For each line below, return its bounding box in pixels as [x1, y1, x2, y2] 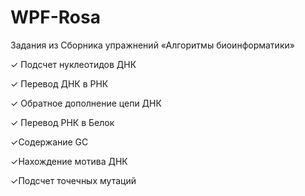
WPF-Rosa [10, 6, 101, 29]
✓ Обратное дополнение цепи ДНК [10, 97, 162, 109]
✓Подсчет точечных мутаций [10, 174, 137, 186]
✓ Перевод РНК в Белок [10, 116, 115, 128]
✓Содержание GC [10, 136, 89, 148]
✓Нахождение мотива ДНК [10, 155, 128, 167]
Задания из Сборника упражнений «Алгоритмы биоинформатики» [10, 39, 295, 51]
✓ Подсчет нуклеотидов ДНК [10, 58, 137, 70]
